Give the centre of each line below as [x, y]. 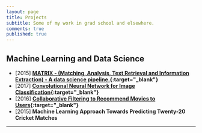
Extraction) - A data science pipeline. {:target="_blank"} [87, 79]
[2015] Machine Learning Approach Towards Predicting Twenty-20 [100, 111]
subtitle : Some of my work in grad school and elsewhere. [80, 23]
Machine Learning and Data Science [75, 59]
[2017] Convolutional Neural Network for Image [75, 85]
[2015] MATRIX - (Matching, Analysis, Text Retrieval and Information [102, 73]
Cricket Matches [36, 117]
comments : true [25, 29]
